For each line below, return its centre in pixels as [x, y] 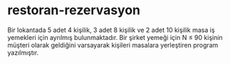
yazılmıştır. [23, 53]
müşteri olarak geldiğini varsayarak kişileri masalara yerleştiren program [113, 45]
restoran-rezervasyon [74, 10]
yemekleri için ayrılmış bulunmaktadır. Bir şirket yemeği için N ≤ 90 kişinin [115, 37]
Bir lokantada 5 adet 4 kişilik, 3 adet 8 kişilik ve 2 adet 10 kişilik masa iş [111, 30]
